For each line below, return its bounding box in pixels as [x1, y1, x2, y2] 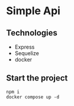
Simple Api [6, 4, 61, 18]
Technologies [6, 28, 58, 38]
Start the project [6, 73, 68, 83]
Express [14, 43, 35, 50]
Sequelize [14, 50, 40, 57]
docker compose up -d [6, 94, 60, 100]
